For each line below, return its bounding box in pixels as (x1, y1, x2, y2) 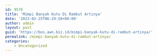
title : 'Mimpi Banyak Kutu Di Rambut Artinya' (5, 12, 102, 17)
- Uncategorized (14, 43, 48, 48)
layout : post (5, 25, 32, 30)
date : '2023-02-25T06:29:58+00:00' (5, 16, 78, 21)
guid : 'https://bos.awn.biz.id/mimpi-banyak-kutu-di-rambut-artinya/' (5, 30, 153, 35)
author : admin (5, 20, 34, 26)
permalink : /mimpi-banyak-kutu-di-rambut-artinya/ (5, 35, 111, 39)
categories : (5, 39, 30, 44)
